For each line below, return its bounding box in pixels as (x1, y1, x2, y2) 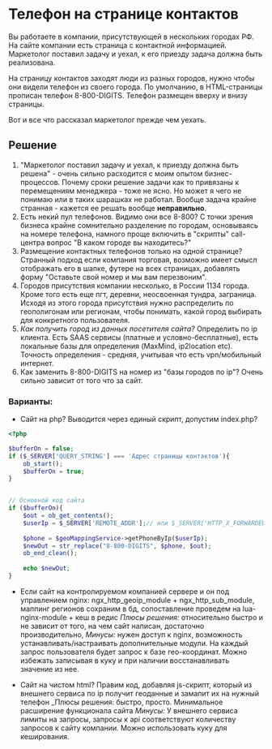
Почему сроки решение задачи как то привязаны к (62, 177, 240, 187)
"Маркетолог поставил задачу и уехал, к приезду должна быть (19, 160, 239, 170)
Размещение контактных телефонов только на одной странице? (19, 246, 243, 256)
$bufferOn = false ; (8, 444, 74, 453)
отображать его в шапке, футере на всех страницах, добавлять (19, 263, 240, 273)
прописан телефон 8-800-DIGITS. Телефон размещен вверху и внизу (8, 90, 249, 100)
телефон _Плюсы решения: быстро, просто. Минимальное (19, 697, 223, 707)
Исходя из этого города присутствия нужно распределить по (19, 298, 234, 308)
